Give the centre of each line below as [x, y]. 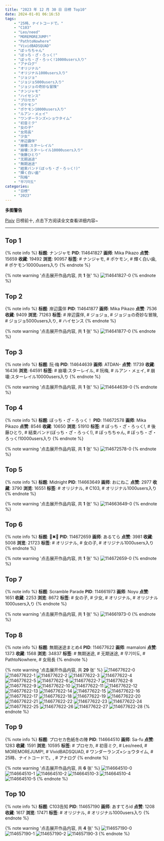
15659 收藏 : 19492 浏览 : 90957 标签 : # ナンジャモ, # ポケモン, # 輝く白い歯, [81, 259]
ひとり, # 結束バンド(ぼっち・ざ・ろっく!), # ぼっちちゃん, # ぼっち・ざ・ [83, 432]
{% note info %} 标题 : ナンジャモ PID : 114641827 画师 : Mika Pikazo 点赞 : [77, 253]
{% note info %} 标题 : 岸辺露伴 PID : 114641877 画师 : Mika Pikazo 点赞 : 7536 [81, 309]
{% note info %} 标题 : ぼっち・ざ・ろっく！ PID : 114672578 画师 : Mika [76, 420]
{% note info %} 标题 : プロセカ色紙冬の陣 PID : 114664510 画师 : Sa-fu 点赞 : [80, 739]
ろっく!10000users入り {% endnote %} [44, 438]
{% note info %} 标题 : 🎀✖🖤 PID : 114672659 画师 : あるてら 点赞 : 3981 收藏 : [79, 537]
